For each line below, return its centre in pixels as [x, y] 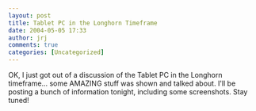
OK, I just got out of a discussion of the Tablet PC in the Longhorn [116, 75]
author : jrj [28, 38]
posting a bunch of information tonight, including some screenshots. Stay [128, 92]
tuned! [19, 100]
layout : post [30, 15]
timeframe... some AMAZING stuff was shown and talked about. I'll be [122, 83]
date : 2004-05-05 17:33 [48, 30]
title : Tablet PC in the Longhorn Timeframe [83, 23]
